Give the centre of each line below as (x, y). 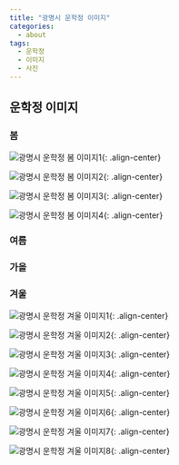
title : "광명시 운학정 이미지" (60, 18)
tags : (20, 43)
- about (32, 35)
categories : (32, 26)
